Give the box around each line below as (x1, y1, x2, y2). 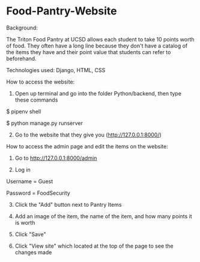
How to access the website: (6, 78, 75, 85)
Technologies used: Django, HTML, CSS (6, 66, 106, 73)
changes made (14, 248, 52, 256)
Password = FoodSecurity (6, 189, 70, 196)
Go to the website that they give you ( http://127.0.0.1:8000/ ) (14, 131, 162, 138)
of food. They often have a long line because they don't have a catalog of (6, 42, 188, 49)
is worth (14, 219, 35, 226)
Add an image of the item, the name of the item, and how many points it (14, 212, 192, 220)
